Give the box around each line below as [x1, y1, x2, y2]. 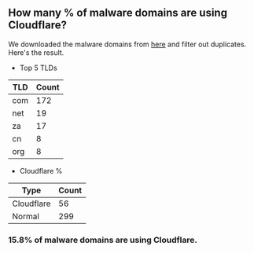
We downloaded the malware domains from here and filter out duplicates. [8, 39, 247, 49]
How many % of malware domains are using [8, 6, 228, 20]
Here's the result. [8, 47, 64, 57]
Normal [12, 211, 39, 222]
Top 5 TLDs [19, 63, 57, 72]
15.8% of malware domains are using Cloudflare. [8, 234, 198, 245]
